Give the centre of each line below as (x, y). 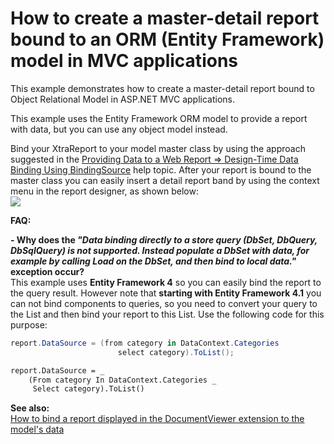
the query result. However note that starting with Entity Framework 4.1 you (166, 293)
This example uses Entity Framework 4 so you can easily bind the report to (166, 282)
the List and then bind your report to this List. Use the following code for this (167, 314)
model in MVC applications (124, 61)
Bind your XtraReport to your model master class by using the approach (158, 148)
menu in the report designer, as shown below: (104, 191)
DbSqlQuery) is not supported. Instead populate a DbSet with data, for (160, 250)
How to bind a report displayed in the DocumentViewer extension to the (157, 419)
